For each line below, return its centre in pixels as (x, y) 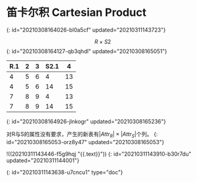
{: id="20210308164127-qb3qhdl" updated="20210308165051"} (87, 51)
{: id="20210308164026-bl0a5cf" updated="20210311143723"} (86, 30)
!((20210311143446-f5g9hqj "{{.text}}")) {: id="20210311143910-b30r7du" (99, 154)
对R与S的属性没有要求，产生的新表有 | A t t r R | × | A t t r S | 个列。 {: (82, 135)
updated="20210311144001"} (43, 160)
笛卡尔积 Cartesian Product (76, 13)
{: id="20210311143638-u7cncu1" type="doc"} (65, 172)
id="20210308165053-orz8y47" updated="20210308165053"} (85, 142)
